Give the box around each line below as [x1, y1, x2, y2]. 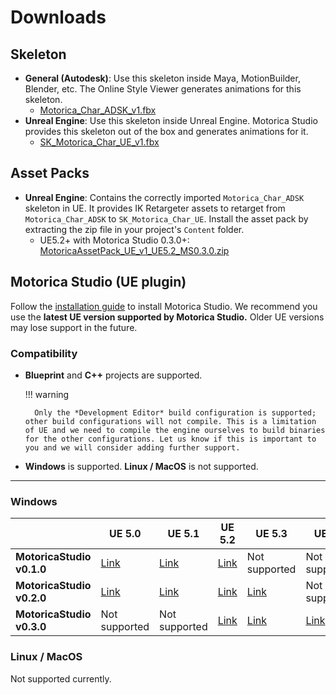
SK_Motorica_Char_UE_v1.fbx [39, 136, 160, 148]
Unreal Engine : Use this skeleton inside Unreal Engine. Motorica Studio [24, 115, 318, 126]
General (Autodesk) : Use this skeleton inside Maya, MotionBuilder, [24, 72, 301, 84]
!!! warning [24, 388, 70, 400]
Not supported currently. [10, 672, 112, 685]
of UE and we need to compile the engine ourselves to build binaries [24, 425, 326, 435]
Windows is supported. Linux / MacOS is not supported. [24, 460, 259, 472]
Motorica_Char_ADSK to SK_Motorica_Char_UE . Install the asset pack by [24, 212, 309, 225]
